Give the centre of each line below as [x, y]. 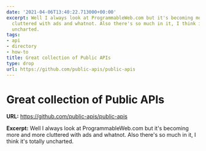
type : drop [20, 63]
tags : [13, 35]
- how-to [17, 52]
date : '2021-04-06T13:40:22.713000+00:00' [61, 12]
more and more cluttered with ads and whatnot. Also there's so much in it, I [101, 135]
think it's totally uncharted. [40, 141]
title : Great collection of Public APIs [59, 58]
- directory [21, 47]
